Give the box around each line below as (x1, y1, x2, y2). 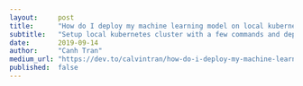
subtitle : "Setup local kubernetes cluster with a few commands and (9, 30, 280, 39)
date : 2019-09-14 (9, 38, 99, 47)
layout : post (9, 13, 75, 22)
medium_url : (9, 55, 54, 64)
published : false (9, 64, 78, 73)
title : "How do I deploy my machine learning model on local (9, 21, 264, 30)
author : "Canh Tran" (9, 47, 103, 56)
